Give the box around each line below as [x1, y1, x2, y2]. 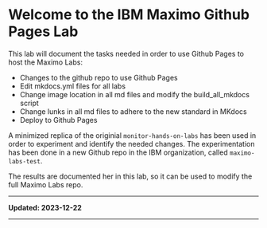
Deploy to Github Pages [19, 115, 98, 124]
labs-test [8, 157, 41, 165]
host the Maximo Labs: [8, 57, 83, 67]
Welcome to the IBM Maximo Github [8, 6, 250, 24]
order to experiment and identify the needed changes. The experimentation [8, 139, 255, 148]
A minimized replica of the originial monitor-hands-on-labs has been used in [8, 130, 257, 140]
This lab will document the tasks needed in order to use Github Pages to [8, 49, 245, 58]
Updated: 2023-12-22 [8, 202, 82, 212]
